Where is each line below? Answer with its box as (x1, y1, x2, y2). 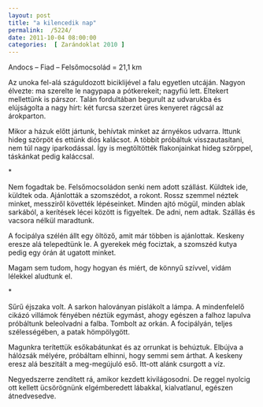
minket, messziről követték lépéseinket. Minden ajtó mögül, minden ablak (8, 199, 246, 209)
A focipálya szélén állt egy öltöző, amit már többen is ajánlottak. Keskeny (8, 231, 245, 241)
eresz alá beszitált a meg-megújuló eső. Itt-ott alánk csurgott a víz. (8, 360, 226, 369)
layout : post (8, 11, 51, 20)
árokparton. (8, 111, 46, 121)
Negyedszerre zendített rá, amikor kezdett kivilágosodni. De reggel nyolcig (8, 375, 250, 384)
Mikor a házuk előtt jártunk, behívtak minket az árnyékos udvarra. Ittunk (8, 127, 242, 136)
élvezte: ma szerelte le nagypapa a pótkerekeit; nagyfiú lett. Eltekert (8, 86, 229, 95)
